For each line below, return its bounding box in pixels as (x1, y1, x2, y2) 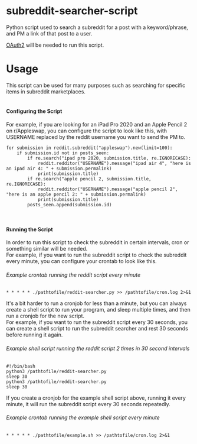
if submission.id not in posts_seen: (17, 150, 110, 156)
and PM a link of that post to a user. (6, 30, 93, 37)
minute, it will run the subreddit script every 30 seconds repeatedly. (6, 400, 171, 407)
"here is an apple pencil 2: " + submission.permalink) (6, 192, 146, 197)
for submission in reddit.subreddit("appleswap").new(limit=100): (6, 145, 173, 151)
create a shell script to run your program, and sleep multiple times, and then (6, 306, 191, 313)
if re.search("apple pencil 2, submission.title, (27, 176, 152, 182)
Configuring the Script (6, 108, 63, 115)
